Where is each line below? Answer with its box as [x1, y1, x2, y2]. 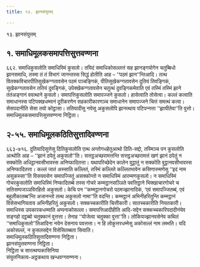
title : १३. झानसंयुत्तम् [6, 8, 53, 15]
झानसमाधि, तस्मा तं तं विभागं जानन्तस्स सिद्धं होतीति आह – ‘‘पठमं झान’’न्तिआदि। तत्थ [6, 71, 168, 78]
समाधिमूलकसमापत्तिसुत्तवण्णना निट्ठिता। [6, 112, 79, 119]
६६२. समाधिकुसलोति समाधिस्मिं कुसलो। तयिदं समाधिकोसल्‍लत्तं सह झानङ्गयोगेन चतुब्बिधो [6, 64, 176, 72]
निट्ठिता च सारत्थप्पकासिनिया [6, 247, 59, 254]
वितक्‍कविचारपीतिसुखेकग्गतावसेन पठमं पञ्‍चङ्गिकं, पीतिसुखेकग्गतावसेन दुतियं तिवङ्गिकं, [6, 78, 171, 85]
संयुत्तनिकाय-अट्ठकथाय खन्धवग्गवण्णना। [6, 254, 82, 261]
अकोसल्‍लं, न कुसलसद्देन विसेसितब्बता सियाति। [6, 227, 94, 234]
